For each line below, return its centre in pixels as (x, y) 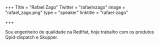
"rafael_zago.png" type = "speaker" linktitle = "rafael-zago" (67, 12)
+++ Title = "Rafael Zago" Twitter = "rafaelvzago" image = (65, 7)
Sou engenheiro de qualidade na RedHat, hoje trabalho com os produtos (79, 32)
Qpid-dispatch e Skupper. (32, 37)
